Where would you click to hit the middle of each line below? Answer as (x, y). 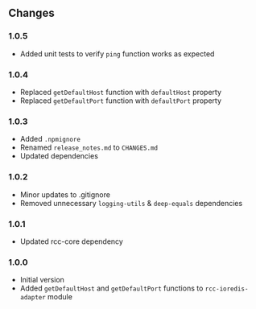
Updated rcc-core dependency (71, 241)
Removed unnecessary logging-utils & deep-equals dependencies (131, 203)
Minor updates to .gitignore (65, 194)
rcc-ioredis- (227, 289)
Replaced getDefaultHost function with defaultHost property (121, 92)
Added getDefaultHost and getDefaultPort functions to (111, 288)
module (60, 297)
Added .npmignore (50, 139)
